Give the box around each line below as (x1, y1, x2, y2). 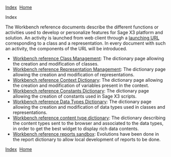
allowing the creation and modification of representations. (12, 72, 135, 78)
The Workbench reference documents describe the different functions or (5, 24, 159, 30)
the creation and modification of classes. (12, 61, 99, 67)
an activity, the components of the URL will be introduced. (5, 46, 128, 51)
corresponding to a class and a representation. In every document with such (5, 40, 166, 46)
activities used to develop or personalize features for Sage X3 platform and (5, 29, 163, 35)
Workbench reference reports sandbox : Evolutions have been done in (12, 131, 159, 137)
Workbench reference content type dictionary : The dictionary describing (12, 115, 166, 121)
